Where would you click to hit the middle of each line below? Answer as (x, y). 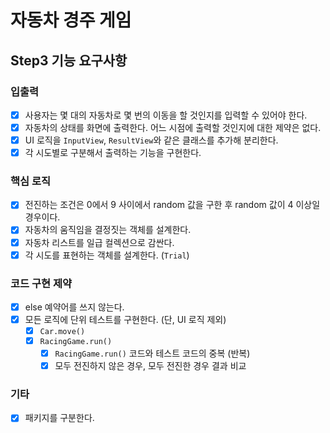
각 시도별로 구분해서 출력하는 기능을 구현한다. (113, 153)
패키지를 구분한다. (59, 418)
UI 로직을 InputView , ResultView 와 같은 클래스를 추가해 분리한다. (151, 140)
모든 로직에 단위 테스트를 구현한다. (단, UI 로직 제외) (125, 320)
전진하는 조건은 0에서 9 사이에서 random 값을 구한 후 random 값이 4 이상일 (172, 205)
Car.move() (62, 332)
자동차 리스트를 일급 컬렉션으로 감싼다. (99, 242)
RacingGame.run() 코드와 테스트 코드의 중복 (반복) (152, 353)
